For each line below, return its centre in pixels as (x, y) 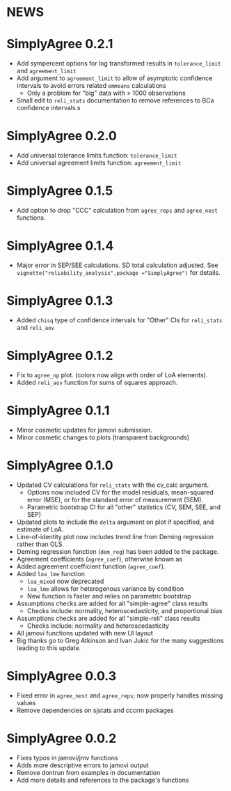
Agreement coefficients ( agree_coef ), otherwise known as (99, 559)
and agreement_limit (46, 71)
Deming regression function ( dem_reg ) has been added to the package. (118, 551)
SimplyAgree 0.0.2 (62, 738)
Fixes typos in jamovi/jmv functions (67, 758)
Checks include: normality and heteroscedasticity (98, 626)
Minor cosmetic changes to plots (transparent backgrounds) (103, 437)
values (26, 702)
